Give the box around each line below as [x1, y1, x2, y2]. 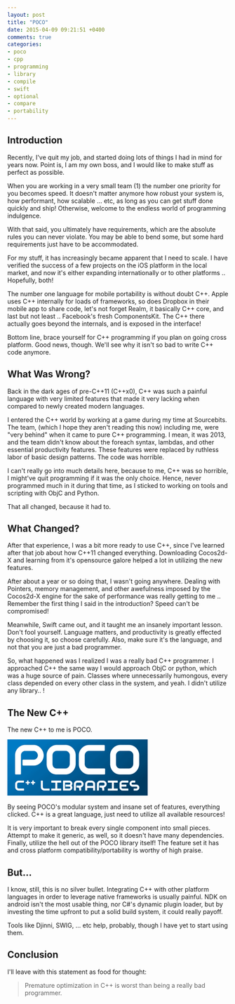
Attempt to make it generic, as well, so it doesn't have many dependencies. [7, 831, 224, 840]
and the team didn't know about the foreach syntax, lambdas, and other [7, 437, 215, 446]
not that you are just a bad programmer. [7, 643, 122, 652]
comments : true [7, 34, 52, 41]
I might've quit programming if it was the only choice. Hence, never [7, 474, 202, 482]
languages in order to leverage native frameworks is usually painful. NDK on [7, 892, 227, 901]
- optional [7, 93, 39, 100]
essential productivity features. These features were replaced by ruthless [7, 445, 219, 454]
